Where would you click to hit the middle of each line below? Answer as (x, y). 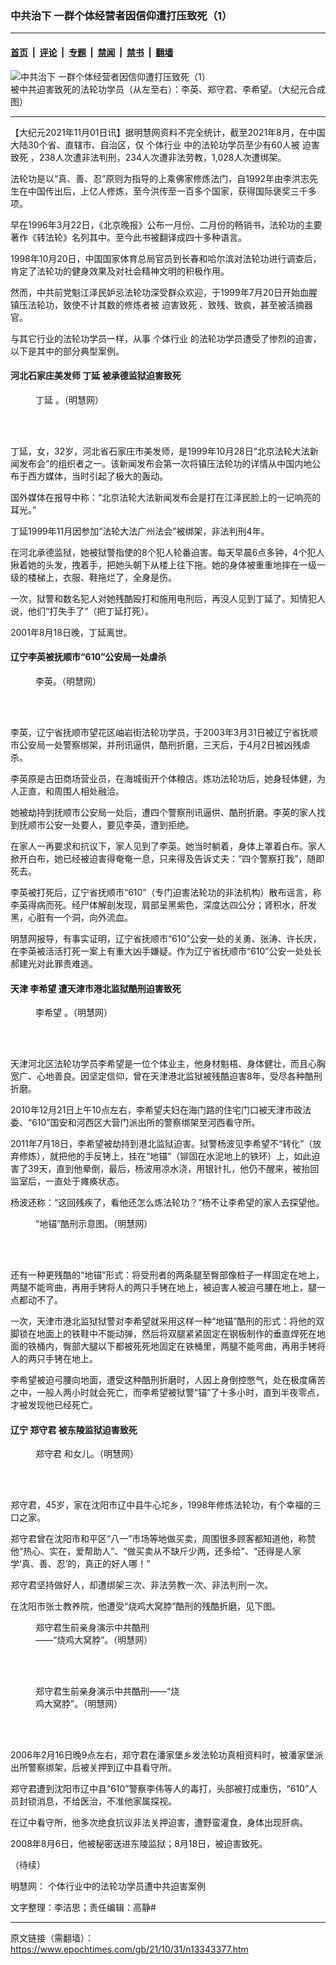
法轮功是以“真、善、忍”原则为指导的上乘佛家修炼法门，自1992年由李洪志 (160, 178)
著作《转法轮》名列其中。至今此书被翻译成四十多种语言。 (128, 237)
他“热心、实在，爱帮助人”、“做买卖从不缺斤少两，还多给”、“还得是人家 (156, 1551)
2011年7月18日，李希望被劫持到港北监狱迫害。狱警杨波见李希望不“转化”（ (161, 1144)
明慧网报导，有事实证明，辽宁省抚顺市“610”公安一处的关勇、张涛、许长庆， (166, 938)
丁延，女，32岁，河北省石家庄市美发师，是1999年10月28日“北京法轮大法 (160, 451)
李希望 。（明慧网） (74, 1013)
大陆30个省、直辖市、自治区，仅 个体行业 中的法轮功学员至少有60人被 (155, 144)
